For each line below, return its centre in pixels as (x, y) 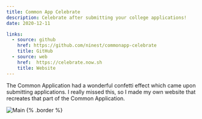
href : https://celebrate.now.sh (60, 62)
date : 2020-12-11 (28, 23)
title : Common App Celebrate (43, 12)
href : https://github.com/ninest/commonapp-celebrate (87, 46)
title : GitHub (35, 51)
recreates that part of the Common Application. (66, 98)
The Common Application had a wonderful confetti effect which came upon (101, 85)
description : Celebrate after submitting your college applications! (97, 18)
